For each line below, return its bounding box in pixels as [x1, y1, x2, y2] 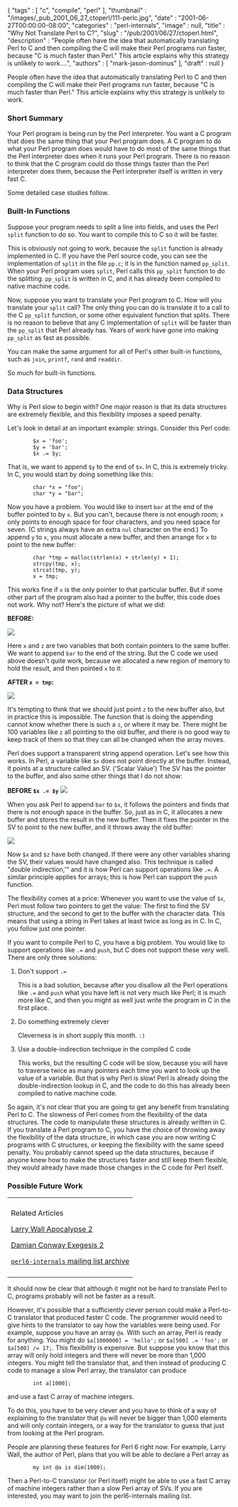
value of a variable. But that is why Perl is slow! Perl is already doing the [17, 1073, 229, 1082]
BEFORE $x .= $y [7, 786, 59, 794]
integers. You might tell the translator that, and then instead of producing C [7, 1359, 227, 1367]
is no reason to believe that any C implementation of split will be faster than [7, 318, 232, 327]
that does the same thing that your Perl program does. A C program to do [7, 137, 222, 145]
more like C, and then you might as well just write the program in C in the [17, 996, 231, 1004]
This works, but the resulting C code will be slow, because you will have [17, 1059, 229, 1067]
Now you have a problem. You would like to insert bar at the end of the [7, 502, 214, 511]
